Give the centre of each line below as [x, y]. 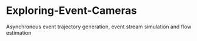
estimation [19, 32]
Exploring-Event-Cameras [71, 11]
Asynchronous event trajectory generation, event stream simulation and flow [99, 27]
